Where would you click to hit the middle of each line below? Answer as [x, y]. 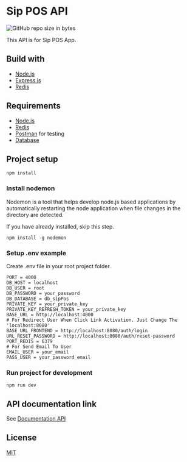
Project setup [32, 159]
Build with [25, 59]
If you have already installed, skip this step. [60, 226]
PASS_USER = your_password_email [49, 357]
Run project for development [49, 372]
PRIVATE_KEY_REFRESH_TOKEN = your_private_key [66, 309]
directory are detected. [35, 215]
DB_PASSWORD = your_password [43, 293]
